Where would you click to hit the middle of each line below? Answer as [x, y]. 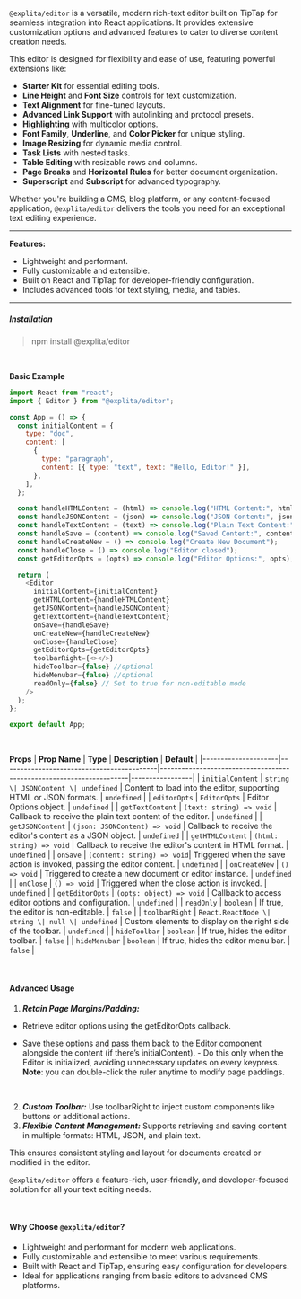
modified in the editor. [50, 1162]
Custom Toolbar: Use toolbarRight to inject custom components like [148, 1106]
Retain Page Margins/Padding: [81, 1008]
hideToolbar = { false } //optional [93, 667]
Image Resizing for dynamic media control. [102, 143]
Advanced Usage [42, 988]
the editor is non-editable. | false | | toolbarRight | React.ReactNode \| [140, 912]
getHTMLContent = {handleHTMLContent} [101, 600]
